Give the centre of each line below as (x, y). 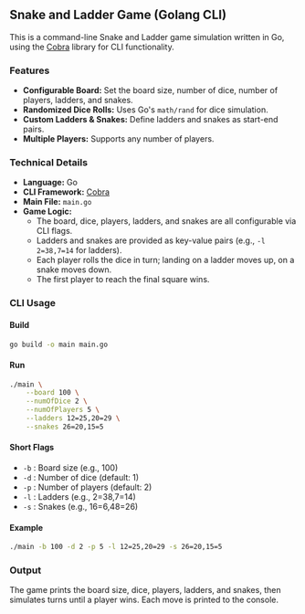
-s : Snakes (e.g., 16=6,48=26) (80, 507)
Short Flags (32, 448)
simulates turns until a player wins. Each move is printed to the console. (144, 600)
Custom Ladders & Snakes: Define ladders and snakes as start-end (150, 120)
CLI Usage (33, 303)
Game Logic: (47, 212)
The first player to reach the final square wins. (123, 280)
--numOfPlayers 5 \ (63, 410)
